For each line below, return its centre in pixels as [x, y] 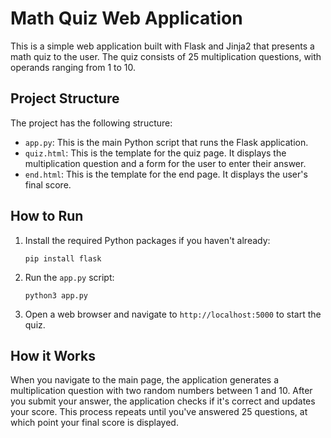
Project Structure [65, 98]
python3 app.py [56, 295]
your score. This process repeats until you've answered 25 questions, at [159, 412]
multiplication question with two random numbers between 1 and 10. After [161, 391]
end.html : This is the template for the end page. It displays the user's [166, 174]
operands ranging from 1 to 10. [73, 67]
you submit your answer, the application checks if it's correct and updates [163, 401]
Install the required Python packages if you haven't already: [147, 240]
